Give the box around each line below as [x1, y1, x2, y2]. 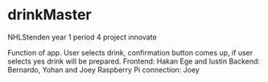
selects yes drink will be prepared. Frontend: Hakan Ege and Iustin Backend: [7, 56, 261, 66]
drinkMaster [7, 6, 92, 24]
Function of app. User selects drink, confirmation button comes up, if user [7, 47, 254, 57]
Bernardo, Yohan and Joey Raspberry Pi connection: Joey [7, 64, 200, 74]
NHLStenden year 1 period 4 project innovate [7, 32, 158, 42]
